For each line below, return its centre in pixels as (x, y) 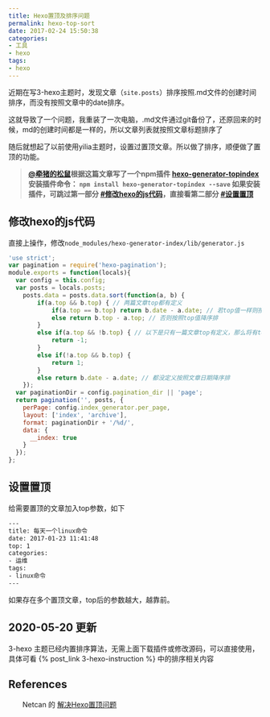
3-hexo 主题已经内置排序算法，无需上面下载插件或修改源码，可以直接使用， (134, 649)
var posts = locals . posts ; (61, 288)
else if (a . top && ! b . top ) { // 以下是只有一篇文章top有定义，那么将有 (147, 333)
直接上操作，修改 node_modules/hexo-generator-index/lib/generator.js (127, 242)
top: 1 (19, 546)
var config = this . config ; (61, 280)
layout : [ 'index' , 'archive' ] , (75, 415)
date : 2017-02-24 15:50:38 (53, 31)
